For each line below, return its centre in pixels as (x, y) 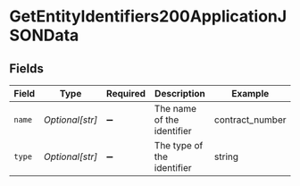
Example (250, 93)
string (226, 156)
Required (125, 93)
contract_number (250, 120)
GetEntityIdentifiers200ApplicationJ (148, 17)
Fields (27, 68)
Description (180, 93)
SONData (44, 35)
